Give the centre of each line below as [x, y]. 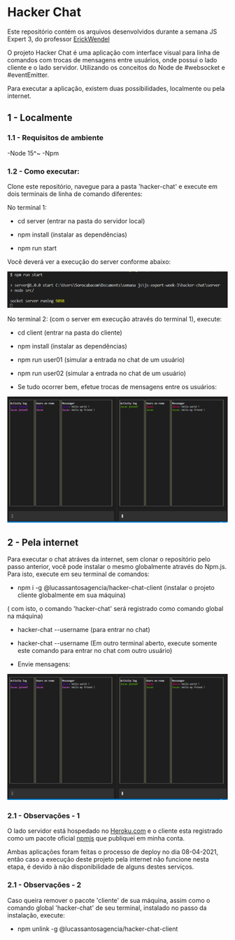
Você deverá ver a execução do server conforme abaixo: [89, 261]
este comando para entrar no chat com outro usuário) [95, 651]
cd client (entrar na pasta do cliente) [70, 332]
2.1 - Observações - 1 [44, 815]
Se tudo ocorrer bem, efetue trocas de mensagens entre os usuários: [117, 387]
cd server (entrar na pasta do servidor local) [81, 220]
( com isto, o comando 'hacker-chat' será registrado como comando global [115, 609]
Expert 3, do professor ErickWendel [58, 38]
